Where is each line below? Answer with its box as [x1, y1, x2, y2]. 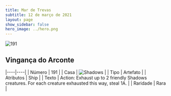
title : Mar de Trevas [5, 7, 52, 13]
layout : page [5, 17, 33, 22]
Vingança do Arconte [5, 55, 75, 64]
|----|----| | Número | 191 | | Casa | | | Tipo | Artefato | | [5, 69, 146, 75]
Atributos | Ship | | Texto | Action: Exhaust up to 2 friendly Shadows [5, 74, 147, 81]
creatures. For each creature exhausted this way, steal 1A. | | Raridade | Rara [5, 80, 166, 86]
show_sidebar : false [5, 22, 50, 27]
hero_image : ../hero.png [5, 27, 58, 32]
